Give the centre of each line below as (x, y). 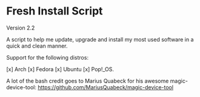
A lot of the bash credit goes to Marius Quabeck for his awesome (88, 81)
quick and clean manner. (37, 46)
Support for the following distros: (48, 57)
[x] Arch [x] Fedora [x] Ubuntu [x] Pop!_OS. (60, 69)
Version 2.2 (21, 28)
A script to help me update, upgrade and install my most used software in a (100, 39)
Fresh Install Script (55, 11)
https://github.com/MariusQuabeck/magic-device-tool (105, 87)
